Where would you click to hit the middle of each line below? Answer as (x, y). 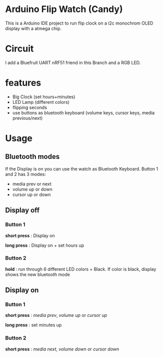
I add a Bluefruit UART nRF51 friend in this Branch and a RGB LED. (73, 62)
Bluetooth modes (32, 157)
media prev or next (32, 184)
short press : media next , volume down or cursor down (62, 349)
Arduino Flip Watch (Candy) (64, 9)
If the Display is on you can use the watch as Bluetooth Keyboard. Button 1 (82, 168)
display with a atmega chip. (33, 28)
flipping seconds (30, 107)
